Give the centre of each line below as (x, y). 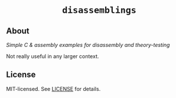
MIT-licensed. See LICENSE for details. (53, 89)
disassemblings (99, 10)
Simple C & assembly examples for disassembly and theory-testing (88, 45)
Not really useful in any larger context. (53, 56)
